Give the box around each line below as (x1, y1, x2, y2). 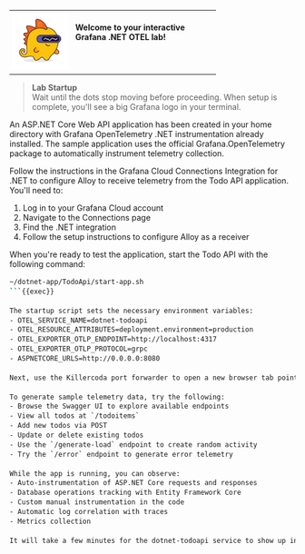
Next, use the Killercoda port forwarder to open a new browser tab (9, 373, 274, 382)
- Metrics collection (9, 517, 92, 526)
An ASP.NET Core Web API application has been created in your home (9, 119, 272, 130)
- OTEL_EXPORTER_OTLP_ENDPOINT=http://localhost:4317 (9, 335, 218, 344)
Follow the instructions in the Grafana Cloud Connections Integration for (9, 165, 279, 176)
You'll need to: (9, 185, 64, 195)
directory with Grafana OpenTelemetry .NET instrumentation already (9, 129, 265, 139)
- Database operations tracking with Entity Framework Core (9, 488, 242, 498)
